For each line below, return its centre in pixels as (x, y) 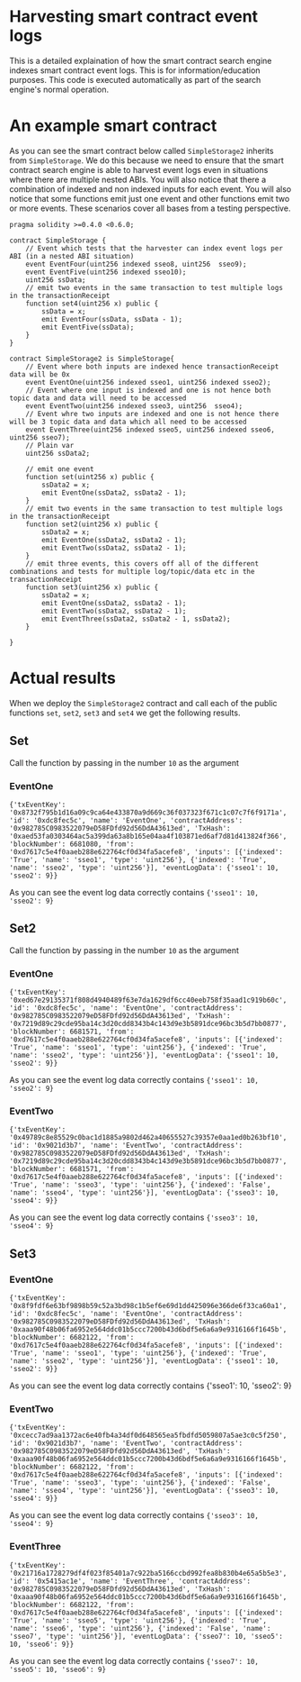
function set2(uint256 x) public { (92, 524)
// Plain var (50, 445)
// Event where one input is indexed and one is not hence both (148, 390)
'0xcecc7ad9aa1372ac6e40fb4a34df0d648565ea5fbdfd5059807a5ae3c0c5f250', (148, 1436)
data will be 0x (40, 374)
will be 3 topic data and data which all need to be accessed (128, 422)
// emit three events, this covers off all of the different (142, 564)
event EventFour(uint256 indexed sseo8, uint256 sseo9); (136, 264)
